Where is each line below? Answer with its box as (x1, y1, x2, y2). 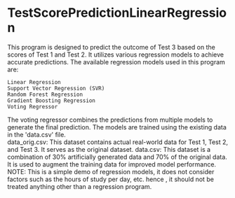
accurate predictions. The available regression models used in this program (7, 57, 226, 66)
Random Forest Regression (7, 91, 83, 98)
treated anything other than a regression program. (7, 182, 152, 190)
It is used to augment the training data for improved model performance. (7, 160, 216, 169)
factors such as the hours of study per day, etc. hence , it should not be (7, 175, 214, 183)
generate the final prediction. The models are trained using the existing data (7, 122, 227, 131)
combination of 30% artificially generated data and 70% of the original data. (7, 153, 228, 161)
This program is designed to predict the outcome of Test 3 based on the (7, 43, 215, 51)
